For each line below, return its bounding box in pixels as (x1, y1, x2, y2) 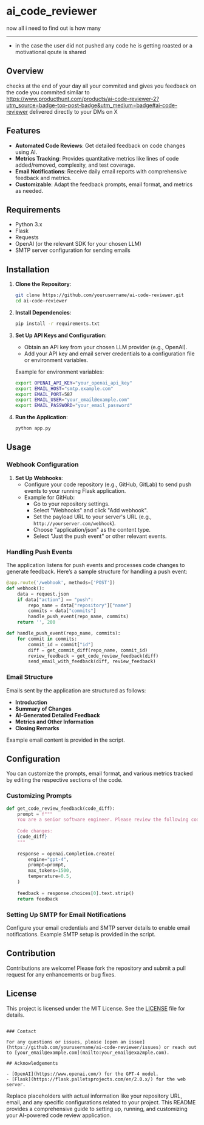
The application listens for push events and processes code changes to (6, 562, 185, 569)
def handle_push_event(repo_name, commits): (6, 630, 121, 636)
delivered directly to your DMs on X (29, 108, 118, 115)
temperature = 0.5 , (28, 873, 72, 880)
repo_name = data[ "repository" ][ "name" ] (28, 602, 132, 608)
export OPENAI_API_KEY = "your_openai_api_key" (15, 380, 132, 386)
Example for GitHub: (24, 493, 75, 501)
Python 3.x (15, 221, 42, 228)
